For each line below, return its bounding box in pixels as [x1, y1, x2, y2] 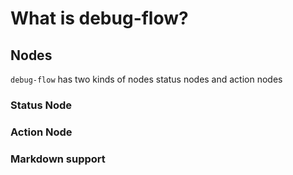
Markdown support [10, 152, 106, 166]
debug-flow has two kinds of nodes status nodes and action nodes [10, 73, 283, 85]
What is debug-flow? [10, 7, 189, 30]
